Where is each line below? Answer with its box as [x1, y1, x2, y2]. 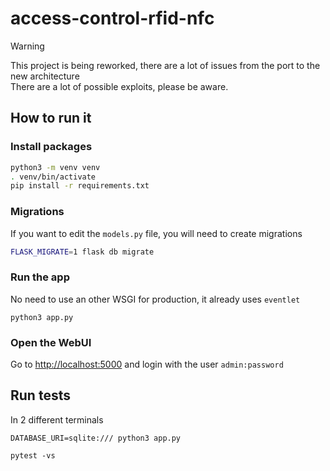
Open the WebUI [10, 335, 92, 349]
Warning [10, 40, 45, 52]
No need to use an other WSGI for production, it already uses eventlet [10, 293, 301, 305]
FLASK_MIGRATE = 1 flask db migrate [10, 247, 155, 257]
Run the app [10, 270, 70, 284]
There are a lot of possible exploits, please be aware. [10, 80, 229, 92]
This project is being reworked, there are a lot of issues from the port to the [10, 59, 321, 71]
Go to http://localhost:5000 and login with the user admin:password [10, 358, 284, 371]
